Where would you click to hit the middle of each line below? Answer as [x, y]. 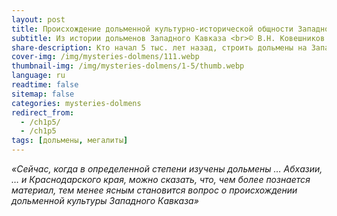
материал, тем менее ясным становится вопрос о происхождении [154, 190]
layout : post [38, 19]
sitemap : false [43, 94]
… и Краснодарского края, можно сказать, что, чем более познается [161, 179]
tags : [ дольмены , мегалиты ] [70, 141]
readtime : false [45, 85]
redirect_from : [43, 112]
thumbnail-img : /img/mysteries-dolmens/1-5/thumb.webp [128, 66]
